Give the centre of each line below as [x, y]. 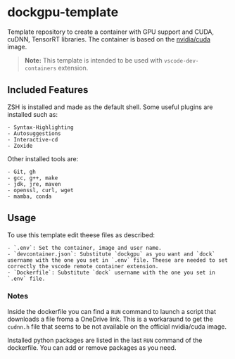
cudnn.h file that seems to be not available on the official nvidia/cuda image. [117, 326]
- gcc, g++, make [33, 178]
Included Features [48, 90]
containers [40, 68]
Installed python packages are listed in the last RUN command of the [105, 340]
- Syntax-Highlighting [40, 127]
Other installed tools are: [43, 158]
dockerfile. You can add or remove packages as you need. [92, 347]
